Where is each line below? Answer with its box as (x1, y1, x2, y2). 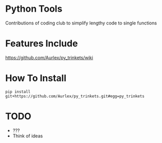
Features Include (5, 38, 78, 49)
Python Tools (5, 3, 63, 15)
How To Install (5, 72, 67, 84)
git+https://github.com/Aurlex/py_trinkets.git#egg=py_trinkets (5, 94, 145, 99)
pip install (5, 89, 31, 94)
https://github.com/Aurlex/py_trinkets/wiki (5, 54, 93, 61)
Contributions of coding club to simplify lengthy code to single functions (5, 20, 157, 26)
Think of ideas (12, 133, 43, 139)
